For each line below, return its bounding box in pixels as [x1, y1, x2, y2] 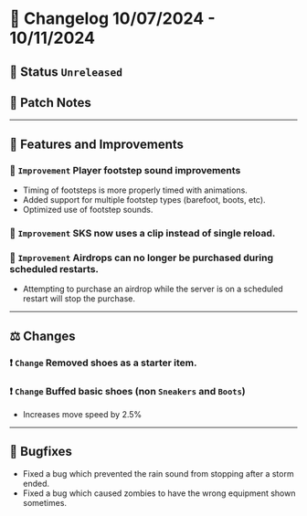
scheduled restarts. [9, 262, 99, 275]
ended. [22, 478, 50, 489]
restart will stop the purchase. [22, 293, 135, 304]
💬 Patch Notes [9, 95, 91, 111]
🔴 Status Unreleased [9, 64, 123, 79]
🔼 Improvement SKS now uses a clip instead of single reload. [9, 227, 276, 239]
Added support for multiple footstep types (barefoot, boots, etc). [22, 195, 267, 205]
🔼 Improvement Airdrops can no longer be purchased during [9, 251, 274, 264]
